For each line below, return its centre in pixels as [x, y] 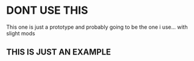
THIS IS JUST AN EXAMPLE [59, 52]
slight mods [21, 33]
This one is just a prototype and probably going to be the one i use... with [97, 27]
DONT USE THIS [47, 10]
